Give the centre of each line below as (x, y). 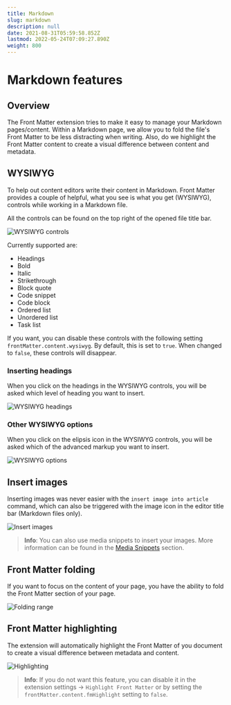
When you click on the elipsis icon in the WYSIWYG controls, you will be (110, 440)
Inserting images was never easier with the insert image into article (108, 499)
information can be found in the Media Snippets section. (104, 548)
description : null (34, 26)
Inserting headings (40, 371)
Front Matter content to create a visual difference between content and (108, 144)
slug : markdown (29, 20)
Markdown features (65, 80)
